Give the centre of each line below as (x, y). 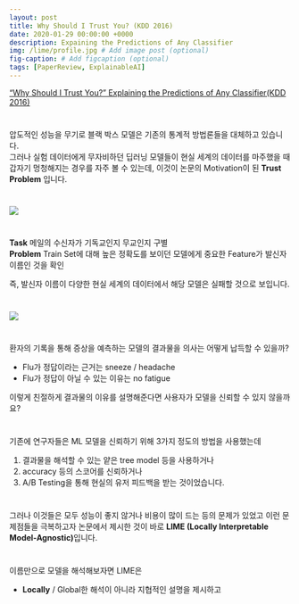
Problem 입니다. (38, 179)
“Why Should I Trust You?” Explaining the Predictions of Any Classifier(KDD (148, 92)
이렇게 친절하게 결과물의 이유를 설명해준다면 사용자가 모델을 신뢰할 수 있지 (138, 397)
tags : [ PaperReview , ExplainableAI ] (77, 68)
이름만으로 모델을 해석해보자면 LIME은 (76, 571)
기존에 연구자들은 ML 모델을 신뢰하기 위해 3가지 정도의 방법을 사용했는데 (135, 441)
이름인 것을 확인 (37, 265)
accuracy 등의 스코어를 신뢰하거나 (82, 471)
